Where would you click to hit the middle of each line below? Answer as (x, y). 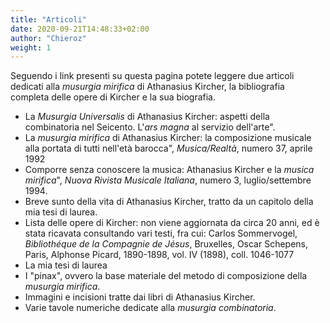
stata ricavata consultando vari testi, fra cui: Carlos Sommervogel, (161, 233)
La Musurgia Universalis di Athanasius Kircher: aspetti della (147, 117)
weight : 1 (31, 47)
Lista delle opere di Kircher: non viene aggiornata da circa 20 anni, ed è (172, 223)
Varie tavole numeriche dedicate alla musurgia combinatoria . (150, 308)
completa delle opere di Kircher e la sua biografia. (113, 97)
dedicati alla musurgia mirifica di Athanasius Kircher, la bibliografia (147, 87)
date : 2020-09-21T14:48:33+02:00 (80, 29)
